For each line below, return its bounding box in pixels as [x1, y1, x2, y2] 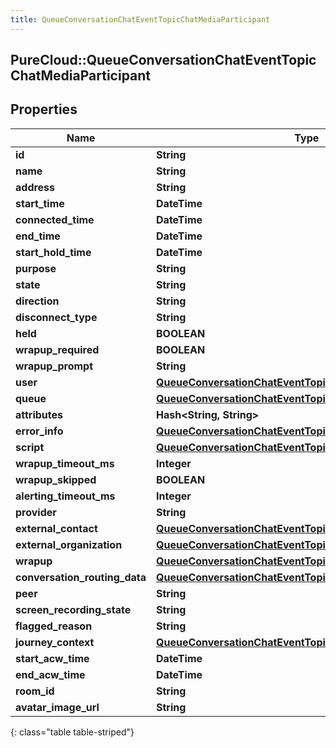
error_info [15, 424, 64, 438]
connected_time [15, 212, 95, 226]
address [15, 180, 56, 194]
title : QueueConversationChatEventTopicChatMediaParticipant [10, 14, 271, 25]
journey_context [15, 635, 95, 649]
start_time [15, 196, 65, 210]
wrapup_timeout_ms [15, 456, 115, 470]
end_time [15, 229, 61, 243]
